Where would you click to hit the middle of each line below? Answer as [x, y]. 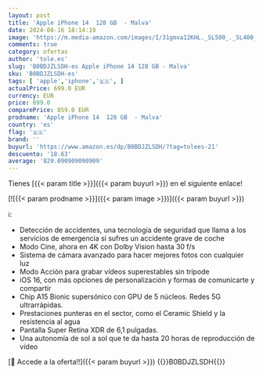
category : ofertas [38, 52]
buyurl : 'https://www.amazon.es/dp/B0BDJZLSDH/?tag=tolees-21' [113, 147]
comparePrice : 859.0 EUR [49, 111]
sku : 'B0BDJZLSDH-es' [43, 74]
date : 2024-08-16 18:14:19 [52, 30]
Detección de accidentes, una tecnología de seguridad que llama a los [133, 230]
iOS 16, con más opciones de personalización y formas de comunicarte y [137, 280]
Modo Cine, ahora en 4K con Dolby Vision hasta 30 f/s [107, 247]
